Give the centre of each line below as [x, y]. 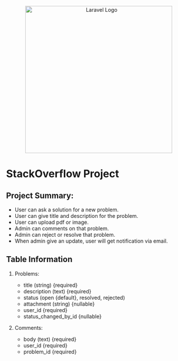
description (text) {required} [57, 291]
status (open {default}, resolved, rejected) [74, 297]
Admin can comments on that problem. [62, 228]
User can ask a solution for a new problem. [67, 210]
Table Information [39, 259]
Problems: [27, 273]
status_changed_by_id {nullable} [62, 316]
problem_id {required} [50, 352]
